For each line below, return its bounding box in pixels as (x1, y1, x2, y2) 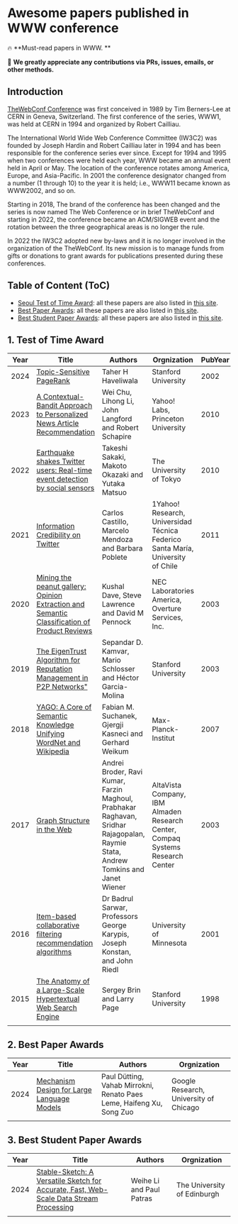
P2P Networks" (36, 682, 88, 692)
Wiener (101, 882, 126, 892)
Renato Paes (101, 1089, 143, 1099)
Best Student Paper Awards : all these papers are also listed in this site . (17, 314, 224, 322)
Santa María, (152, 544, 194, 553)
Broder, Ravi (101, 767, 143, 777)
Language (36, 1094, 70, 1104)
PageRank (36, 376, 71, 386)
